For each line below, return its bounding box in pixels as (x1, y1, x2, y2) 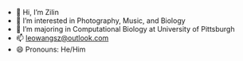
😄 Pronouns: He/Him (15, 44, 86, 54)
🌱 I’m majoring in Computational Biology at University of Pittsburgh (15, 25, 235, 33)
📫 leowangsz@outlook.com (15, 33, 109, 43)
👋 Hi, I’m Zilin (15, 8, 60, 17)
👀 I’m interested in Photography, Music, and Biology (15, 16, 186, 25)
